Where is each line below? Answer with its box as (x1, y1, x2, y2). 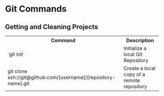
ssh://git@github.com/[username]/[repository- (7, 74, 116, 80)
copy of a (123, 71, 145, 78)
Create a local (123, 65, 156, 71)
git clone (7, 68, 28, 75)
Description (126, 37, 154, 44)
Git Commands (5, 3, 67, 15)
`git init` (7, 51, 25, 58)
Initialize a (123, 45, 147, 51)
